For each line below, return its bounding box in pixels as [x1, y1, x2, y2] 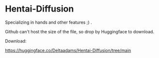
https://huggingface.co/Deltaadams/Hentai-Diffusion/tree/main [5, 47, 131, 53]
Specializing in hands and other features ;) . [5, 19, 92, 25]
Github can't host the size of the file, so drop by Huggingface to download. [5, 29, 154, 34]
